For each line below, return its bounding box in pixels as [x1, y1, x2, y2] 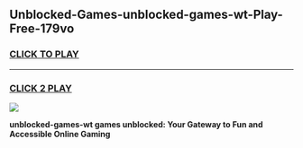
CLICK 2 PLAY [9, 82, 72, 94]
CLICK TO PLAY [9, 48, 79, 61]
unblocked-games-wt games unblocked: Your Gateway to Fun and [9, 118, 263, 129]
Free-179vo [9, 22, 75, 37]
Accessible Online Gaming [9, 128, 111, 139]
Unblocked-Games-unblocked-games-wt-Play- [9, 7, 284, 22]
